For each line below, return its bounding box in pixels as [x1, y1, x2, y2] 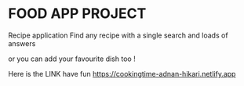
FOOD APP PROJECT [8, 5, 147, 23]
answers [8, 38, 36, 48]
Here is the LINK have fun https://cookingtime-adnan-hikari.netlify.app [8, 69, 236, 78]
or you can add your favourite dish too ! [8, 54, 136, 63]
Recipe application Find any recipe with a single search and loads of [8, 30, 229, 40]
